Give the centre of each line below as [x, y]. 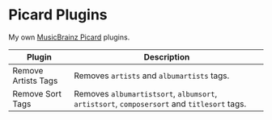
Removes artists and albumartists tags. [152, 76]
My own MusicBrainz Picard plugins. [69, 37]
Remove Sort [37, 93]
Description [167, 56]
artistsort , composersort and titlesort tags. [160, 104]
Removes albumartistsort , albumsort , [146, 93]
